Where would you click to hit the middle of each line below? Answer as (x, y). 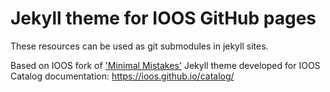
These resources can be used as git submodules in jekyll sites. (139, 46)
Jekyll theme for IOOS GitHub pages (163, 18)
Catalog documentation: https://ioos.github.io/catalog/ (122, 76)
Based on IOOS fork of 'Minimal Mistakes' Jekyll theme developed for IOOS (165, 65)
